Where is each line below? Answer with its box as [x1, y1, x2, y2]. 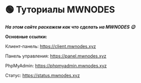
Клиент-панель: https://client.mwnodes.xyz [5, 43, 96, 49]
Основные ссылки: [5, 33, 47, 39]
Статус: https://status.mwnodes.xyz [5, 72, 80, 78]
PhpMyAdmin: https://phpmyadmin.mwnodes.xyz [5, 62, 107, 68]
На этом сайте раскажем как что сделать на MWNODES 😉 [5, 23, 135, 30]
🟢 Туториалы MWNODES [5, 4, 115, 15]
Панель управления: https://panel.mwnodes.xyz [5, 53, 106, 59]
